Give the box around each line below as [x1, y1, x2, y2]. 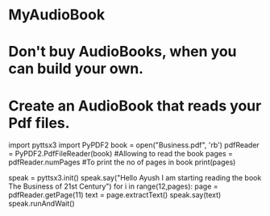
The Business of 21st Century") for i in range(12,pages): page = [8, 181, 219, 191]
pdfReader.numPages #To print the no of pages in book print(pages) [8, 157, 236, 167]
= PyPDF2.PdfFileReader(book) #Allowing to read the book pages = [8, 149, 234, 159]
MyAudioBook [8, 6, 106, 24]
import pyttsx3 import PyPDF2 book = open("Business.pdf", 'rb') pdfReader [8, 140, 260, 150]
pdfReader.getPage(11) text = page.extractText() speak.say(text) [8, 190, 222, 200]
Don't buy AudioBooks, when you [8, 43, 237, 61]
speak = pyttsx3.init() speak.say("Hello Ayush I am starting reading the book [8, 173, 262, 183]
